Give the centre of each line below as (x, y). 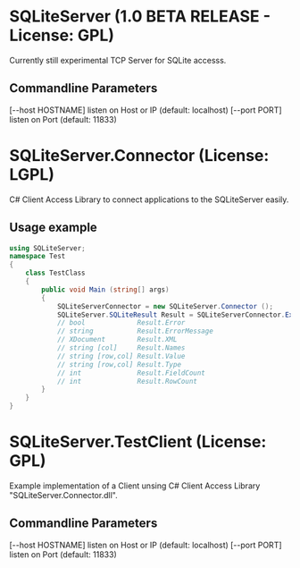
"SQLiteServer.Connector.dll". (63, 495)
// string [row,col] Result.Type (119, 364)
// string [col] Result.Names (121, 348)
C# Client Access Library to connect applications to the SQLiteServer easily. (149, 199)
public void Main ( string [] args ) (105, 289)
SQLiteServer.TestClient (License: (138, 442)
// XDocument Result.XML (117, 340)
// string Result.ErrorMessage (135, 331)
